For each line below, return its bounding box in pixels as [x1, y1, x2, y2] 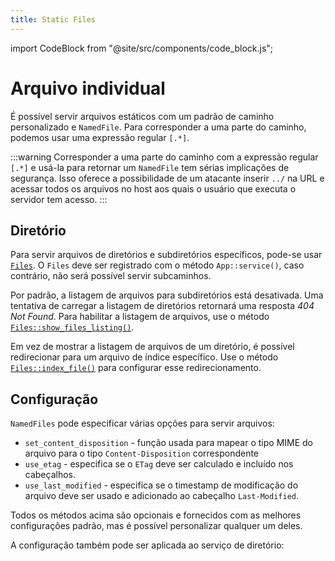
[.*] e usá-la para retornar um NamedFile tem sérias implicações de [10, 161, 290, 173]
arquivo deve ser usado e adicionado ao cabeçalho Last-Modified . [24, 490, 300, 502]
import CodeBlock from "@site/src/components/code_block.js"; [10, 42, 274, 54]
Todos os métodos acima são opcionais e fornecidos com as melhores [10, 509, 302, 521]
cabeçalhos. [24, 469, 77, 481]
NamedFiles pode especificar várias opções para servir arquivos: [10, 417, 275, 430]
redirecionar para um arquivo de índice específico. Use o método [10, 351, 279, 363]
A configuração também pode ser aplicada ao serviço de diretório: [10, 539, 285, 551]
